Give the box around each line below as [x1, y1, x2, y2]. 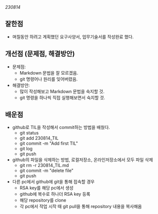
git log [19, 146, 33, 152]
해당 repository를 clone [19, 197, 67, 203]
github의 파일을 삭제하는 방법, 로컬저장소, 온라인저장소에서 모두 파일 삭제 [12, 157, 153, 163]
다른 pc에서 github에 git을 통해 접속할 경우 [12, 179, 95, 185]
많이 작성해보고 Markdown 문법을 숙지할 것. [19, 88, 105, 94]
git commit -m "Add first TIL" [19, 140, 78, 146]
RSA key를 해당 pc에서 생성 [19, 185, 74, 191]
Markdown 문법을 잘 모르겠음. [19, 70, 79, 76]
